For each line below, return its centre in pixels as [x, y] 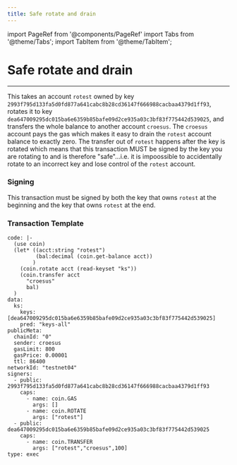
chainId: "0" [33, 337]
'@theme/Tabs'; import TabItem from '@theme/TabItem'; [90, 41]
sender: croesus [37, 343]
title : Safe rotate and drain [52, 14]
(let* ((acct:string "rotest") [60, 251]
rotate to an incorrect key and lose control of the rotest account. [102, 164]
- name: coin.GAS [51, 399]
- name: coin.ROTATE [56, 411]
